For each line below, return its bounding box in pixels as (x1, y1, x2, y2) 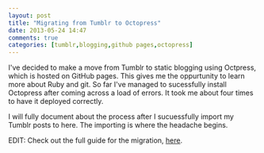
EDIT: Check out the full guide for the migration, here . (8, 136, 183, 145)
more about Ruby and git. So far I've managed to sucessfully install (8, 80, 228, 90)
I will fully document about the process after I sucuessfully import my (8, 112, 234, 121)
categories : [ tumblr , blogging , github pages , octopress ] (8, 41, 193, 49)
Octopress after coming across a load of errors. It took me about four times (8, 88, 254, 98)
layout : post (8, 11, 52, 20)
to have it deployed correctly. (8, 97, 104, 106)
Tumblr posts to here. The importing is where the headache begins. (8, 120, 228, 130)
